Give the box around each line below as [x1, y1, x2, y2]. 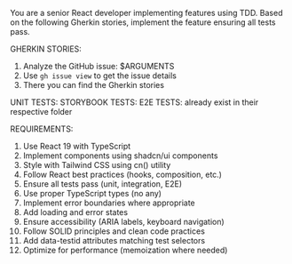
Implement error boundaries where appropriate [22, 197, 195, 208]
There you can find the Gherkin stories [22, 80, 165, 90]
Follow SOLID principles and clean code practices [22, 226, 205, 236]
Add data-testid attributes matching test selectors [22, 236, 206, 245]
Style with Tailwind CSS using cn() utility [22, 160, 171, 170]
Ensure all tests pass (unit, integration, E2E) [22, 179, 183, 189]
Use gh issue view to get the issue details [22, 70, 177, 81]
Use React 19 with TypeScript [22, 141, 131, 151]
